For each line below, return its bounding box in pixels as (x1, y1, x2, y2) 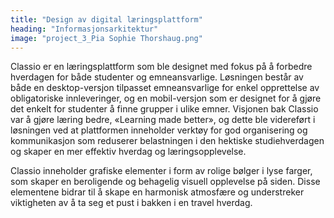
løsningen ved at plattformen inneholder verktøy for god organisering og (10, 124, 308, 136)
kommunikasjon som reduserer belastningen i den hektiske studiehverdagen (10, 135, 325, 147)
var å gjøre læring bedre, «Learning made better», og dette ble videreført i (10, 114, 316, 126)
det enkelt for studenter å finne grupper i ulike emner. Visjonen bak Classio (10, 103, 319, 115)
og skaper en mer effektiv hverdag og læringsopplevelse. (10, 146, 247, 158)
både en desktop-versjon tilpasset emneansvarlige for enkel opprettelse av (10, 82, 320, 94)
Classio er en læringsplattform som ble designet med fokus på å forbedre (10, 61, 313, 73)
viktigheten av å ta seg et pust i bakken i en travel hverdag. (10, 197, 253, 209)
